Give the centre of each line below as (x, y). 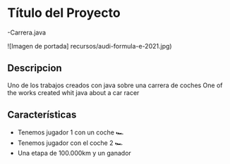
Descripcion (35, 68)
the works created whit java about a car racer (73, 92)
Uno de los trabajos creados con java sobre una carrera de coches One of (115, 85)
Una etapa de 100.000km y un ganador (74, 153)
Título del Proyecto (64, 13)
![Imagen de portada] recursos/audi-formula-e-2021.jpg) (90, 46)
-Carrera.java (27, 32)
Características (42, 115)
